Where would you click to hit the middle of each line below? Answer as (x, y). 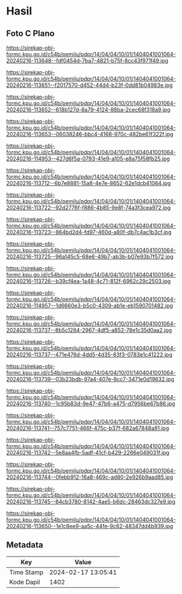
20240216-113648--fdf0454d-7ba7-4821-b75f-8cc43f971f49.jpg (87, 61)
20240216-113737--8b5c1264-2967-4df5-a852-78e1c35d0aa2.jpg (89, 330)
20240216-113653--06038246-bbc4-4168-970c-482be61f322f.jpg (90, 134)
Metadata (25, 545)
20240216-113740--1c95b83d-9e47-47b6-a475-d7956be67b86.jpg (91, 403)
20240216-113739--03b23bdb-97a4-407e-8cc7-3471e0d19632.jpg (90, 379)
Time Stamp (27, 572)
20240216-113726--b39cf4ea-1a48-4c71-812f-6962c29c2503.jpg (89, 281)
